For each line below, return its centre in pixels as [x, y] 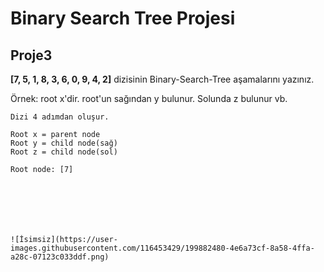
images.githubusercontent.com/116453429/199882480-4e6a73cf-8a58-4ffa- [162, 248]
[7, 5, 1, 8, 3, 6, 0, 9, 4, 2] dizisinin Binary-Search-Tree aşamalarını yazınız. [162, 79]
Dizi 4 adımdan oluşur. [60, 117]
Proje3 [31, 55]
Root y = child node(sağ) [64, 143]
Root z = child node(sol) [64, 152]
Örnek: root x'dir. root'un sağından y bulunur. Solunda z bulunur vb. [149, 98]
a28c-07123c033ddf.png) [60, 257]
